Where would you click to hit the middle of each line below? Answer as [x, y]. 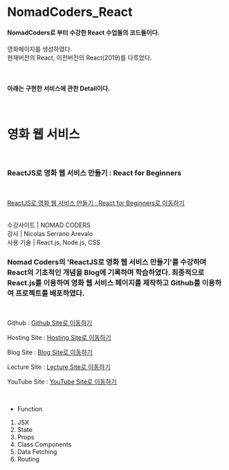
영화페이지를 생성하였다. [40, 49]
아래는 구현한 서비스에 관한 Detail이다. [59, 88]
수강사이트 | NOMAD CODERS [49, 225]
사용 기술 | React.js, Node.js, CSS [54, 242]
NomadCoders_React [70, 12]
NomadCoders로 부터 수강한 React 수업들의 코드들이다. [84, 33]
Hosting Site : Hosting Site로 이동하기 [59, 338]
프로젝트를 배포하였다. [50, 293]
